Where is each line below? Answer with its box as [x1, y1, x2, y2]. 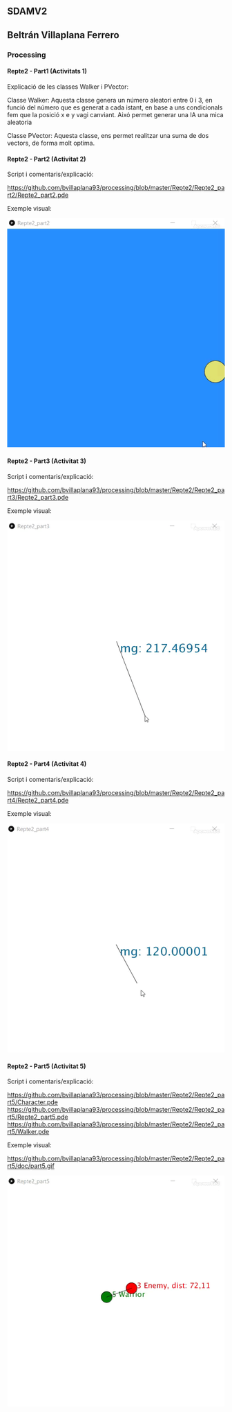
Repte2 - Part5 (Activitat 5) [7, 1062, 86, 1070]
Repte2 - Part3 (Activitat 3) [7, 457, 86, 465]
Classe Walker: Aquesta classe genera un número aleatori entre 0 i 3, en [7, 96, 213, 104]
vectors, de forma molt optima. [7, 139, 95, 147]
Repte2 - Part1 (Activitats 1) [7, 67, 88, 76]
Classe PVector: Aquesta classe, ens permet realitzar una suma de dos [7, 131, 209, 139]
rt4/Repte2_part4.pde [7, 796, 69, 804]
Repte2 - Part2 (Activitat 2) [7, 155, 86, 163]
